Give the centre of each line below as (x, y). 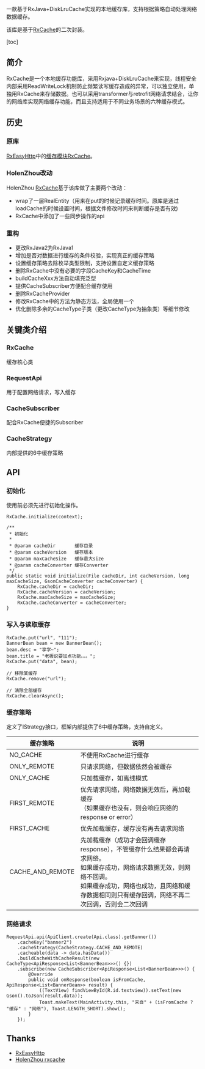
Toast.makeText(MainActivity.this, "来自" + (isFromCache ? (116, 1002)
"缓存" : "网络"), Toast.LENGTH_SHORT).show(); (66, 1009)
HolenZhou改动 (30, 173)
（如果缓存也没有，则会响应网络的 (129, 807)
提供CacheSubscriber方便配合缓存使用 (64, 286)
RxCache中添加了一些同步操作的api (60, 216)
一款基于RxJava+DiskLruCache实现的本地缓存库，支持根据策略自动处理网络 (102, 9)
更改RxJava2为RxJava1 (44, 248)
